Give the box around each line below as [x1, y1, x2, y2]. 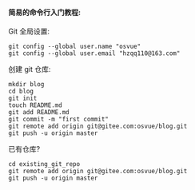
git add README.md [8, 109, 70, 117]
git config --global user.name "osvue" [8, 42, 141, 51]
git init [8, 94, 38, 103]
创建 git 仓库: [8, 65, 51, 74]
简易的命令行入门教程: [8, 7, 82, 17]
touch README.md [8, 101, 62, 109]
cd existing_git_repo [8, 160, 81, 168]
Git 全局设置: [8, 26, 50, 36]
